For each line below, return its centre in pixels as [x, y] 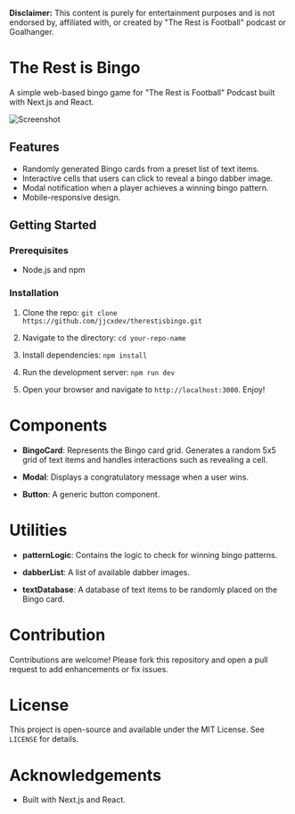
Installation [34, 293]
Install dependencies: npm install [84, 355]
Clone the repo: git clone [70, 312]
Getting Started [53, 225]
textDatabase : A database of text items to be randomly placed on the [150, 589]
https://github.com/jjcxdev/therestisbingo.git [112, 321]
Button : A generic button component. [91, 494]
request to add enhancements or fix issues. [89, 669]
